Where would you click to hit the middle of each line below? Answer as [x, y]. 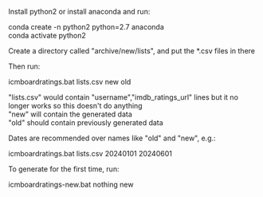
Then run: [24, 66]
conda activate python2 [47, 35]
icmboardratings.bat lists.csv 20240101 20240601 [90, 154]
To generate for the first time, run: [64, 169]
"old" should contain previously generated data [86, 122]
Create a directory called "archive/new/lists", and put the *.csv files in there [132, 51]
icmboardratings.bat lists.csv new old [70, 82]
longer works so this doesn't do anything [75, 106]
